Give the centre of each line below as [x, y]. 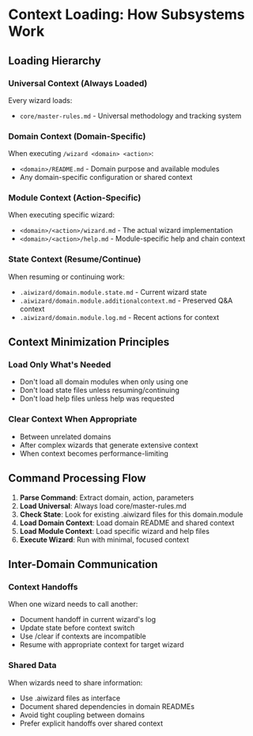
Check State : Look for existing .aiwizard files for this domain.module [131, 514]
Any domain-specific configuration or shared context [106, 177]
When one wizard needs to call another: [73, 604]
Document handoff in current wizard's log [88, 620]
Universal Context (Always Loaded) [78, 83]
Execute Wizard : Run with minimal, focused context [104, 540]
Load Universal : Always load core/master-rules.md [103, 505]
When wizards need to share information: [76, 682]
